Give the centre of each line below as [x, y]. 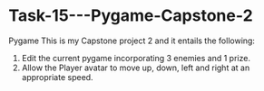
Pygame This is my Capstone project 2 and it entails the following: [132, 41]
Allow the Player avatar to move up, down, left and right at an [136, 68]
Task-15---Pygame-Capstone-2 [131, 16]
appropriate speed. [57, 77]
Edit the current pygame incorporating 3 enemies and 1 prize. [136, 58]
